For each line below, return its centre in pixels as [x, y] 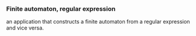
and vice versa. [25, 28]
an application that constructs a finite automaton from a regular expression [98, 22]
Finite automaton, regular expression [61, 9]
